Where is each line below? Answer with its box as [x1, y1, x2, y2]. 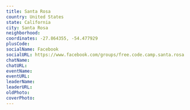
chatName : [6, 57, 30, 63]
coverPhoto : [6, 95, 35, 101]
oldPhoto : [6, 90, 30, 95]
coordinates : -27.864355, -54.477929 [6, 36, 98, 41]
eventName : [6, 68, 33, 74]
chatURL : [6, 62, 27, 69]
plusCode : [6, 41, 30, 47]
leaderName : [6, 79, 35, 85]
